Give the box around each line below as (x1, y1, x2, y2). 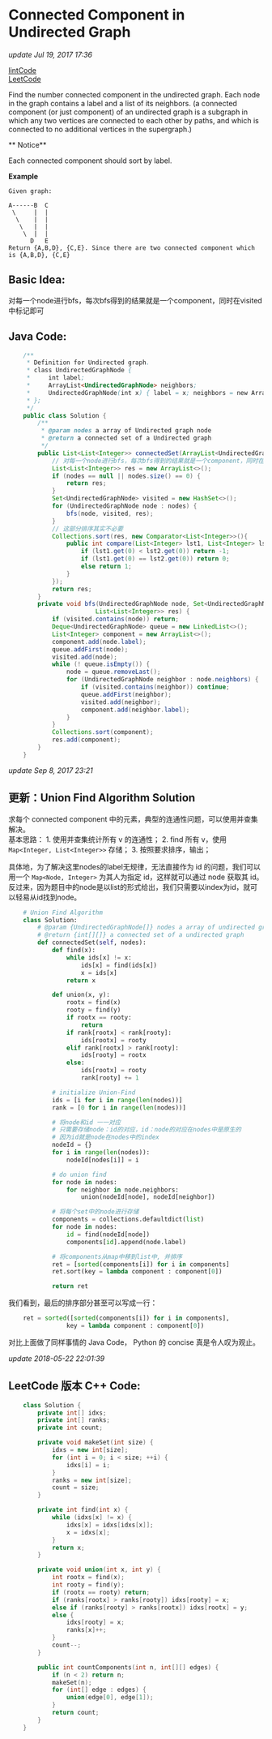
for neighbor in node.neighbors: (66, 1186, 180, 1194)
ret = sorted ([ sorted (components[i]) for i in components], (23, 1314, 230, 1323)
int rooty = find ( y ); (51, 1581, 125, 1589)
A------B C (8, 201, 49, 209)
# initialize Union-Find (51, 1088, 136, 1097)
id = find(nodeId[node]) (66, 1230, 151, 1239)
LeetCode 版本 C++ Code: (8, 1379, 141, 1393)
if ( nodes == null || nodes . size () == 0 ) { (51, 472, 201, 480)
